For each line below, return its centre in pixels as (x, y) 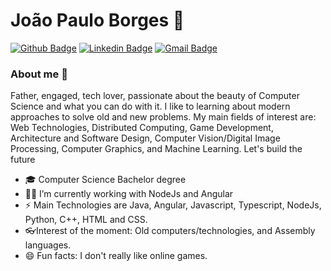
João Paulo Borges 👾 (97, 20)
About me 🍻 (39, 74)
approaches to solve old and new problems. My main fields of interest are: (163, 117)
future (23, 160)
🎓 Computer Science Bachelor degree (105, 180)
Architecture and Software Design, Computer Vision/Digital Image (145, 138)
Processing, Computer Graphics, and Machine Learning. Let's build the (156, 149)
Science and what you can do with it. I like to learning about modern (150, 106)
